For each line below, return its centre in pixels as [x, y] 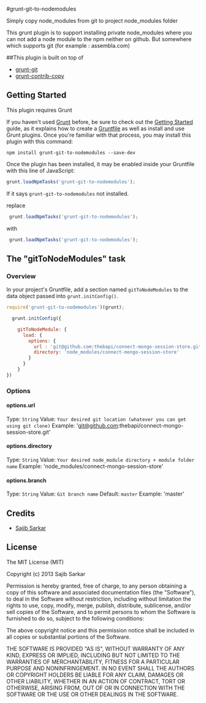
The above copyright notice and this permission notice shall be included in [100, 630]
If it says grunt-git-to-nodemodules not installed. [68, 193]
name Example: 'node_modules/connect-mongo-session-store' [85, 466]
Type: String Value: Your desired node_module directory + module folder [101, 460]
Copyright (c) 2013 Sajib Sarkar [46, 574]
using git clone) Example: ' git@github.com [62, 425]
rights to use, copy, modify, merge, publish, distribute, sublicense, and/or [99, 605]
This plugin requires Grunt [39, 110]
